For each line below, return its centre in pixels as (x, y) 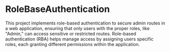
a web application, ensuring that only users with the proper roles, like (77, 28)
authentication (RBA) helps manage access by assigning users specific (79, 39)
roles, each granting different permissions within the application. (73, 44)
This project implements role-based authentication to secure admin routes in (85, 23)
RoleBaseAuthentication (58, 9)
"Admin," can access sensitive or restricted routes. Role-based (71, 33)
